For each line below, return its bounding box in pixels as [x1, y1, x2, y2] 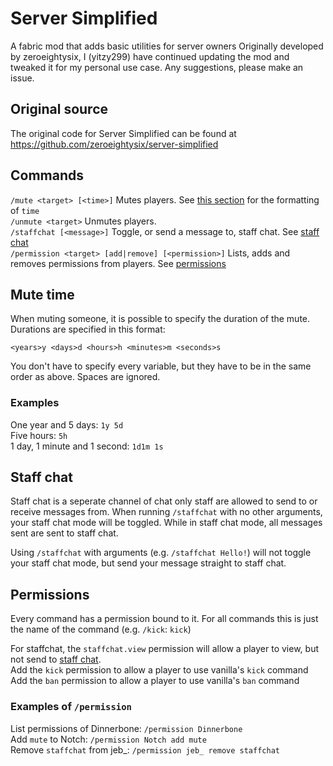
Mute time [10, 286, 75, 303]
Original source [10, 101, 109, 118]
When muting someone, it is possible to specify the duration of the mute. [10, 313, 311, 325]
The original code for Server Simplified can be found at [10, 127, 237, 139]
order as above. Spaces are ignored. [10, 371, 161, 383]
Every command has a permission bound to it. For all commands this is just [10, 613, 319, 625]
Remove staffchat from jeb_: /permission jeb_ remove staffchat [10, 743, 280, 756]
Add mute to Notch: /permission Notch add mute [10, 733, 207, 745]
